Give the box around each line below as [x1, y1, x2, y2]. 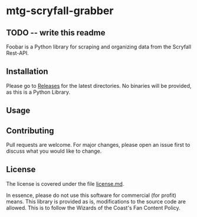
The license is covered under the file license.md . [6, 180, 124, 187]
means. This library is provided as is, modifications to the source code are [6, 198, 186, 205]
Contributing [6, 126, 54, 136]
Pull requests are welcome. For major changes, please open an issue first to [6, 142, 191, 149]
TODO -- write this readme [6, 28, 106, 38]
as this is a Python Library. [6, 88, 71, 96]
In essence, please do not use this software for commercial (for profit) [6, 192, 177, 199]
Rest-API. [6, 50, 29, 57]
